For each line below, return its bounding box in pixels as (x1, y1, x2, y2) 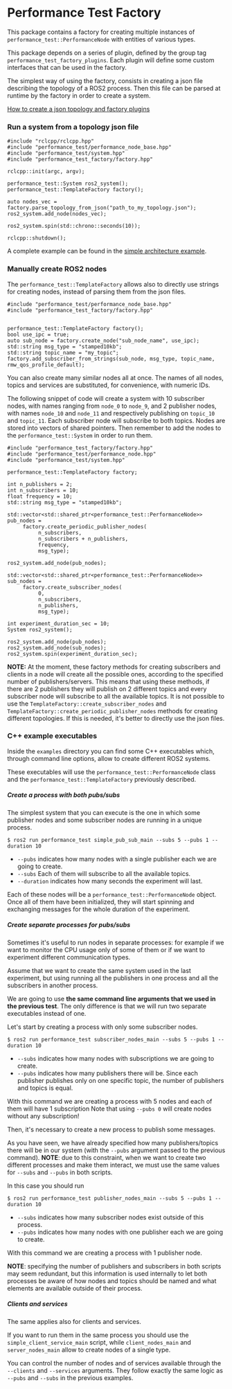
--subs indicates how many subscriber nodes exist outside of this (17, 1213, 204, 1221)
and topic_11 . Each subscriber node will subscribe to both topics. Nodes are (7, 416, 226, 424)
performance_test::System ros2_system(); (7, 180, 129, 188)
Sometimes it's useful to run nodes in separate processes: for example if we (7, 938, 224, 947)
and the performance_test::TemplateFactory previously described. (7, 775, 197, 783)
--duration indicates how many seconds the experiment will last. (17, 877, 203, 885)
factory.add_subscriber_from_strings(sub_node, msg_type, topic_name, (7, 355, 215, 362)
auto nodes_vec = (7, 199, 57, 206)
